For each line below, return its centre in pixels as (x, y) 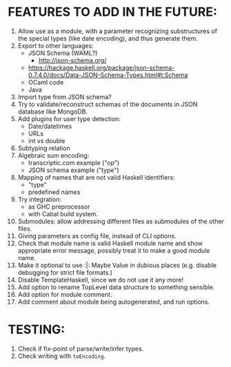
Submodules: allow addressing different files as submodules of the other (121, 221)
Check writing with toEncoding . (62, 356)
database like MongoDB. (53, 112)
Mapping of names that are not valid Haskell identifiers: (96, 177)
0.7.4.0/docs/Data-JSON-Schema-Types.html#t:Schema (108, 75)
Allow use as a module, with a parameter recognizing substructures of (118, 31)
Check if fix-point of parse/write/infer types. (81, 348)
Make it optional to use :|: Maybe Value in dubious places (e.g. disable (117, 265)
